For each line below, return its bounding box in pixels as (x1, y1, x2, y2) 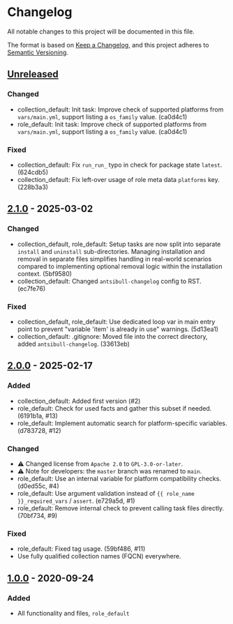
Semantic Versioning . (7, 48, 68, 56)
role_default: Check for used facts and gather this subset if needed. (17, 404, 212, 412)
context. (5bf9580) (17, 269, 72, 277)
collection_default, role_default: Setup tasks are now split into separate (17, 240, 221, 248)
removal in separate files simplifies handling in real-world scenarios (17, 254, 212, 263)
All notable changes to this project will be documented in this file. (7, 27, 195, 36)
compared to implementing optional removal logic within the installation (17, 262, 223, 271)
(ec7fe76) (17, 284, 46, 293)
